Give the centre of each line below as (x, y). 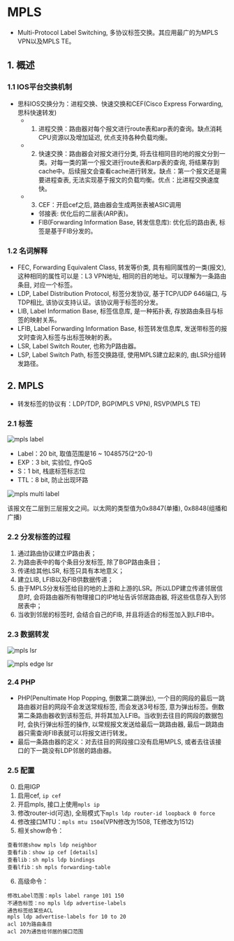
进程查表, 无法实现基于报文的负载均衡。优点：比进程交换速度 (132, 180)
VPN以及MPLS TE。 (46, 41)
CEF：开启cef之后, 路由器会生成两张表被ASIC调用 (110, 204)
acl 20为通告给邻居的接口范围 (45, 932)
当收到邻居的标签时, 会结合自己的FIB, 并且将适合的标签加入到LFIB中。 (118, 615)
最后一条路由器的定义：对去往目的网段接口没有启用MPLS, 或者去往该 (116, 742)
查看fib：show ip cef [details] (53, 853)
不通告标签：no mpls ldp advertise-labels (67, 903)
